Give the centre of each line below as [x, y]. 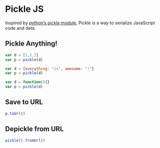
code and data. [21, 28]
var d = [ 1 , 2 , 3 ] [22, 55]
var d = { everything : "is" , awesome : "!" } [50, 69]
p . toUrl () [15, 113]
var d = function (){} [27, 82]
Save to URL [24, 102]
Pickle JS [25, 9]
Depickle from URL [34, 129]
